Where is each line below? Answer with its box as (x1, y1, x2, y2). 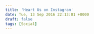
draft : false (5, 16, 33, 21)
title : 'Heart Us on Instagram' (5, 7, 73, 12)
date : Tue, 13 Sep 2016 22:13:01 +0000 (5, 12, 89, 17)
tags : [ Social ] (5, 21, 37, 26)
